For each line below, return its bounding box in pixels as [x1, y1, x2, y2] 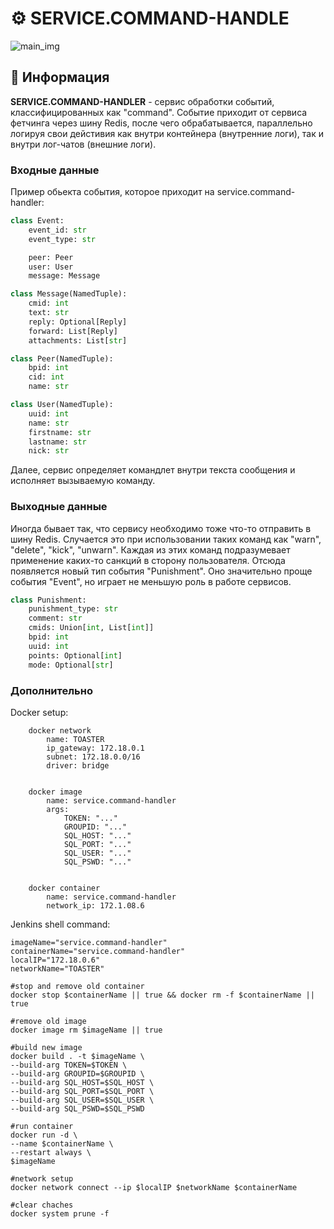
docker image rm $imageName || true [10, 1025, 163, 1035]
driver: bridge [46, 760, 110, 771]
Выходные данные [10, 500, 108, 514]
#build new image [10, 1042, 83, 1052]
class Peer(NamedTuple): [10, 353, 114, 364]
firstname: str [28, 427, 92, 437]
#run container [10, 1121, 74, 1131]
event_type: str [28, 234, 97, 244]
